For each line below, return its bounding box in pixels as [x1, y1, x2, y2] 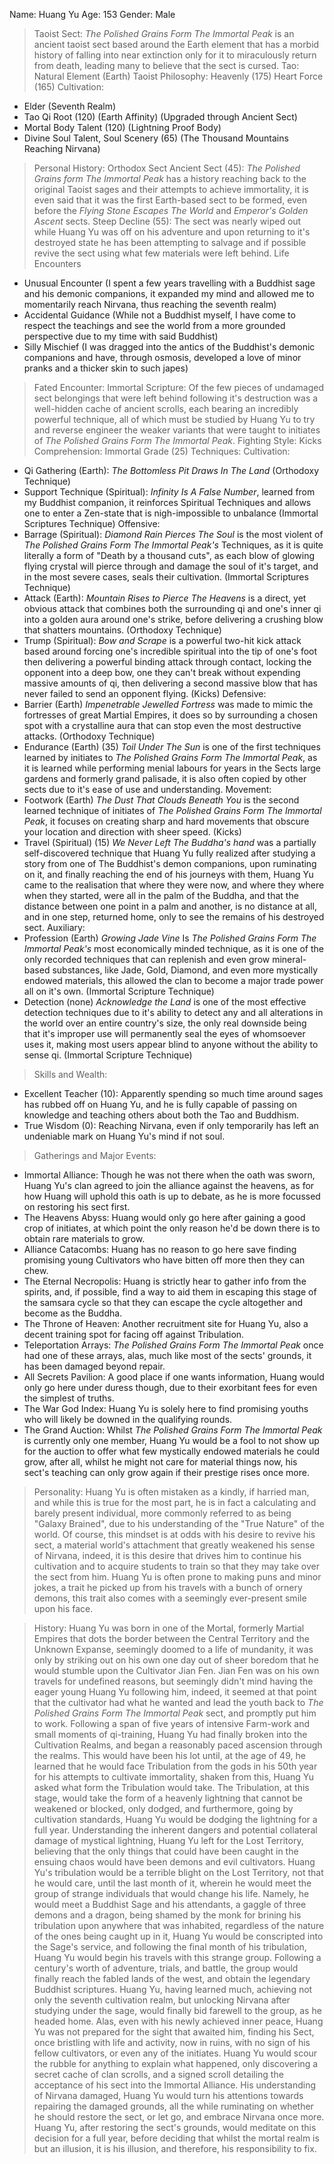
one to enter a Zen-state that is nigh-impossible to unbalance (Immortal [23, 507, 319, 519]
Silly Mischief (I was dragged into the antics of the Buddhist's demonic [23, 341, 316, 353]
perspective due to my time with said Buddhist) [23, 330, 219, 342]
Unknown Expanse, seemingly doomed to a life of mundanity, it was [33, 1644, 314, 1655]
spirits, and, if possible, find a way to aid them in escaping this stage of [23, 1286, 317, 1298]
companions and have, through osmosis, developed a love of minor [23, 352, 302, 363]
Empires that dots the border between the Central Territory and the [33, 1633, 310, 1644]
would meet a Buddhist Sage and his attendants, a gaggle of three [33, 1899, 307, 1910]
